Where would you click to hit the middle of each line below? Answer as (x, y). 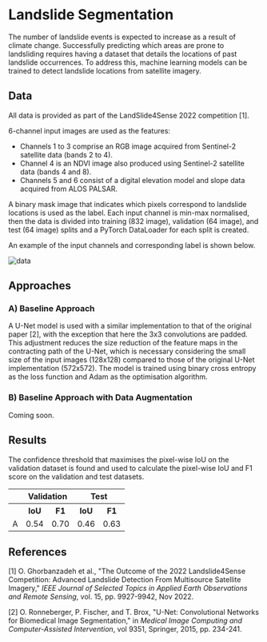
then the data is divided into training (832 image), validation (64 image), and (133, 221)
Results (28, 440)
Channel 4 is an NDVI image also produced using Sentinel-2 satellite (132, 163)
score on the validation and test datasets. (76, 477)
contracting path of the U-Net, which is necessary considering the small (127, 351)
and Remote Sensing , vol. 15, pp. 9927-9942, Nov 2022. (101, 596)
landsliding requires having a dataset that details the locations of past (123, 54)
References (38, 552)
